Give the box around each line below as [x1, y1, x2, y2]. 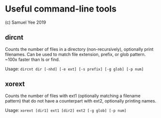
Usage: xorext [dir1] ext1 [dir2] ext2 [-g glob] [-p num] [5, 107, 127, 113]
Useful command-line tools [5, 3, 117, 15]
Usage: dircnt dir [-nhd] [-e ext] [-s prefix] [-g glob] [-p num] [5, 66, 144, 72]
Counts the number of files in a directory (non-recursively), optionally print [5, 46, 154, 52]
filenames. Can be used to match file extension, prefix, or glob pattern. [5, 51, 146, 57]
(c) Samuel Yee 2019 [5, 19, 46, 25]
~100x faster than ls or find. [5, 57, 60, 62]
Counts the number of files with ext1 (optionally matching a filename [5, 93, 141, 99]
